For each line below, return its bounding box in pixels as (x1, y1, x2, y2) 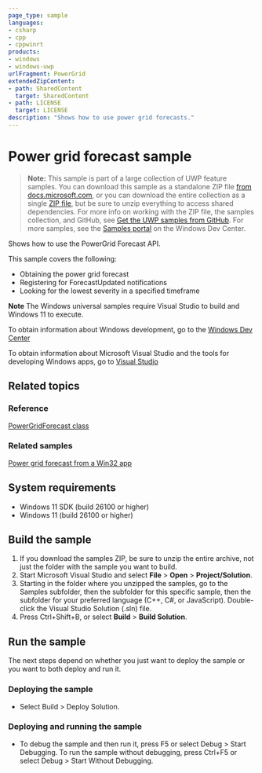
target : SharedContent (15, 92, 89, 100)
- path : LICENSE (8, 99, 61, 107)
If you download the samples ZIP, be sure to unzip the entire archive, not (19, 554, 254, 563)
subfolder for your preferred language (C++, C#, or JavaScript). (19, 595, 226, 605)
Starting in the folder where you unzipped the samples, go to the (19, 579, 229, 588)
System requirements (8, 481, 116, 495)
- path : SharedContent (8, 84, 82, 93)
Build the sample (8, 533, 92, 546)
